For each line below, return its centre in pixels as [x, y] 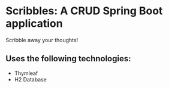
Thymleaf [26, 73]
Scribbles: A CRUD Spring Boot [84, 11]
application [34, 23]
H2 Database [31, 79]
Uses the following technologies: [68, 59]
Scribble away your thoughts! [42, 40]
